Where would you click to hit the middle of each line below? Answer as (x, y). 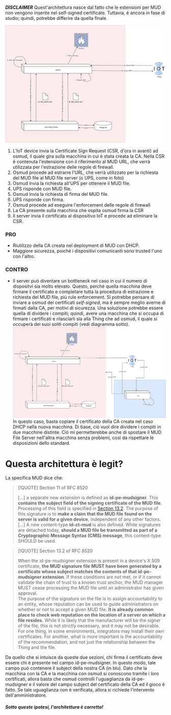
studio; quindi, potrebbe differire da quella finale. (56, 18)
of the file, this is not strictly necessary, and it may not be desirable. (89, 626)
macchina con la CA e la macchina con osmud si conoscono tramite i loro (82, 674)
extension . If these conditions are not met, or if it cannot (102, 577)
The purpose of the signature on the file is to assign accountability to (90, 599)
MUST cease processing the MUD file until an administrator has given (91, 588)
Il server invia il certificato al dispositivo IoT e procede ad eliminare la (85, 216)
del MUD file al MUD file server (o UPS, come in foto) (68, 178)
